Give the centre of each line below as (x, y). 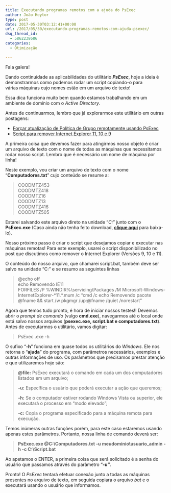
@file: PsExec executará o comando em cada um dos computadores (90, 373)
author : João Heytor (27, 15)
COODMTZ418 (33, 190)
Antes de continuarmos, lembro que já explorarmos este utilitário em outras (85, 113)
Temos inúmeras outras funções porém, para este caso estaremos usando (84, 428)
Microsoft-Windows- (144, 289)
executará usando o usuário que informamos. (53, 485)
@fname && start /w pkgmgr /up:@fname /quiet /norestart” (80, 300)
